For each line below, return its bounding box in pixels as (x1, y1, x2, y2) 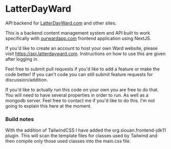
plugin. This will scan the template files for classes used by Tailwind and (5, 133, 158, 139)
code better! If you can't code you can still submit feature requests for (5, 71, 153, 77)
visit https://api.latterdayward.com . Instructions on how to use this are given (5, 51, 166, 57)
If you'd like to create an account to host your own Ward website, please (5, 45, 158, 51)
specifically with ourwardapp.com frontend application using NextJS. (5, 35, 152, 41)
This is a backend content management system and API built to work (5, 30, 151, 36)
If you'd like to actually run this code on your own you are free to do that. (5, 86, 159, 92)
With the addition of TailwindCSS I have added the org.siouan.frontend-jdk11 (5, 127, 166, 133)
